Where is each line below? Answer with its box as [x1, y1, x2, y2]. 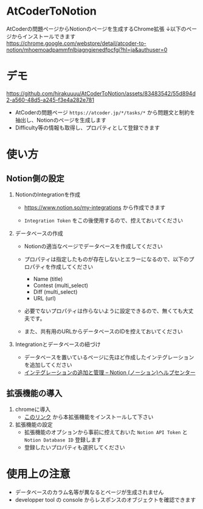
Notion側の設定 [6, 173, 65, 184]
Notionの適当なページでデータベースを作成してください [24, 242, 163, 250]
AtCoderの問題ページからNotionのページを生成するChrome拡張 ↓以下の [6, 25, 187, 32]
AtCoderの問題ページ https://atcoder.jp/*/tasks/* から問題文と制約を [15, 108, 196, 116]
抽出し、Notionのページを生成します [15, 116, 107, 123]
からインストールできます [11, 32, 76, 40]
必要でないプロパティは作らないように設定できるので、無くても [24, 307, 184, 314]
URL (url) [33, 294, 57, 302]
